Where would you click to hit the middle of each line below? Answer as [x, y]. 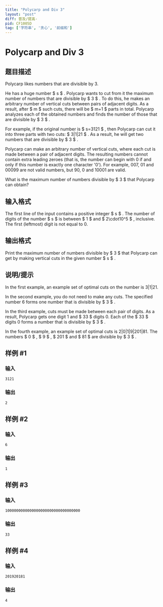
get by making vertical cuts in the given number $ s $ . [60, 258]
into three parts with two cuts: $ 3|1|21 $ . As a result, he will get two [74, 134]
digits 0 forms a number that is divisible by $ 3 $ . [55, 322]
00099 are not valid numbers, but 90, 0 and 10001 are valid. [66, 170]
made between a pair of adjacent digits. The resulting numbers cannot [77, 154]
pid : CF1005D [18, 23]
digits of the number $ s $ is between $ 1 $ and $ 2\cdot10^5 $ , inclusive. [80, 219]
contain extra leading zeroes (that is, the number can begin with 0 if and [78, 160]
